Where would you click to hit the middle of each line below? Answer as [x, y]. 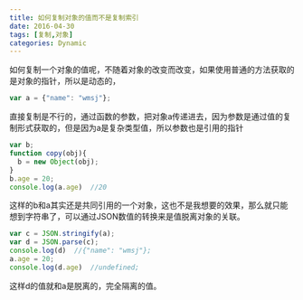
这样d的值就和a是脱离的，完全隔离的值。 [85, 286]
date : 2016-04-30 [42, 26]
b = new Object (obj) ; [58, 162]
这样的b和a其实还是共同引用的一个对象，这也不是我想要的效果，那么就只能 [149, 205]
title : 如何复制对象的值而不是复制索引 [74, 18]
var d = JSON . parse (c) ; [54, 242]
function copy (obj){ [48, 154]
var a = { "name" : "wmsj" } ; [60, 98]
